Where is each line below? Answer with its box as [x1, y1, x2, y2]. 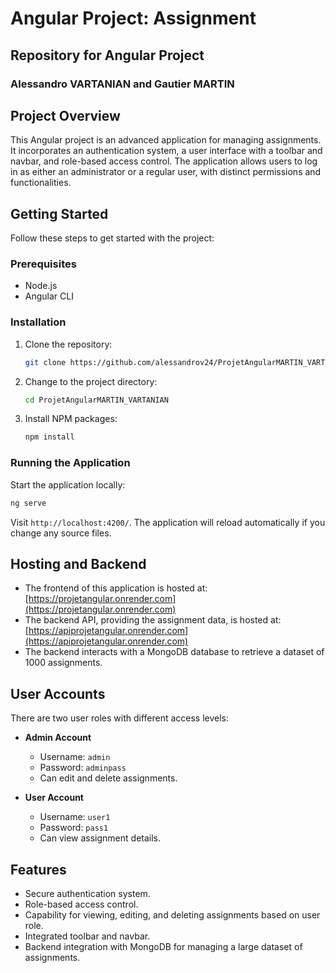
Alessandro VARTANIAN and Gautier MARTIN [10, 77, 235, 91]
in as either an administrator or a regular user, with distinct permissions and [10, 166, 322, 178]
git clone [24, 357, 67, 367]
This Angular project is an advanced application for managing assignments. [10, 134, 322, 146]
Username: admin [39, 751, 111, 763]
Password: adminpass [39, 762, 127, 774]
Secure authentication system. [24, 887, 151, 899]
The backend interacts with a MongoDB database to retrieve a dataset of [24, 646, 325, 658]
